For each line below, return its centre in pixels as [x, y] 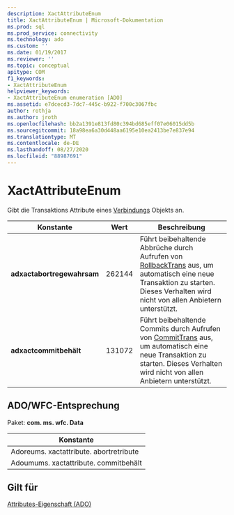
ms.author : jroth [32, 117]
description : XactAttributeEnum [54, 14]
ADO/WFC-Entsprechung [63, 406]
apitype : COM [26, 72]
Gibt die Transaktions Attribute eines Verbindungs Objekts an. [96, 210]
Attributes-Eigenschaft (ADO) [49, 504]
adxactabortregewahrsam [55, 274]
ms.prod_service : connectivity [53, 33]
